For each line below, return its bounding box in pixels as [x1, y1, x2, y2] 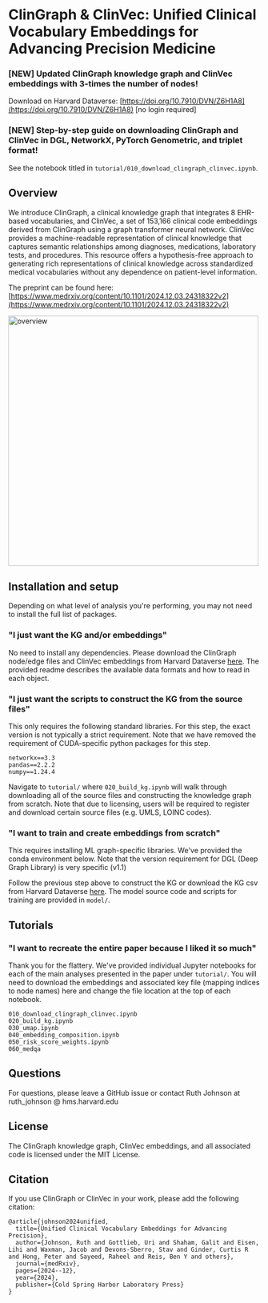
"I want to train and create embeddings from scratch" [8, 827, 221, 838]
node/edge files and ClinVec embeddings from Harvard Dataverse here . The [8, 656, 260, 666]
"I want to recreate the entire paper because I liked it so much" [8, 942, 257, 953]
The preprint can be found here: [8, 283, 114, 292]
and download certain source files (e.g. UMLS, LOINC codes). [8, 808, 212, 817]
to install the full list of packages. [8, 610, 118, 619]
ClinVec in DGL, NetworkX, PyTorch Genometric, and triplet [8, 134, 243, 146]
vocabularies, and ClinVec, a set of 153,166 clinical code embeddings [30, 216, 258, 226]
